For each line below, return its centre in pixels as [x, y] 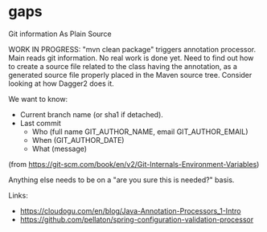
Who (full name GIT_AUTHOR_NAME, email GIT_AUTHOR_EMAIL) [140, 132]
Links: [18, 195]
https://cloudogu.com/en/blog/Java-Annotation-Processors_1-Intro [130, 210]
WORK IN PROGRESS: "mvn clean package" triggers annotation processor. [132, 49]
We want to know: [38, 99]
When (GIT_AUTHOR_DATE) [78, 140]
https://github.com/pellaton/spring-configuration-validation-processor [137, 219]
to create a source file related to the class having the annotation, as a [123, 66]
